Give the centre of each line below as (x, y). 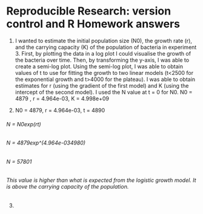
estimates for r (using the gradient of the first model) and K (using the (102, 85)
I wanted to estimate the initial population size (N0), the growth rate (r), (104, 41)
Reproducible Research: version (89, 11)
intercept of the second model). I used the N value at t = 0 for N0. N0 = (104, 92)
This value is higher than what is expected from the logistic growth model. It (101, 180)
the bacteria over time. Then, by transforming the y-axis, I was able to (102, 60)
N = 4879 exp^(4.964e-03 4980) (46, 143)
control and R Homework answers (93, 24)
